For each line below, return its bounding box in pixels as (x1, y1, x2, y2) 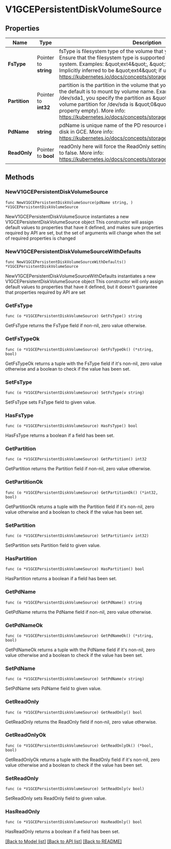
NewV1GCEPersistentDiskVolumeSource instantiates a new (5, 213, 129, 219)
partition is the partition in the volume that (59, 82, 159, 88)
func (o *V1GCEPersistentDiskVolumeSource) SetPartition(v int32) (5, 533, 149, 539)
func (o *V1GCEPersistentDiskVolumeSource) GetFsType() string (5, 313, 142, 319)
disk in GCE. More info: (59, 128, 114, 135)
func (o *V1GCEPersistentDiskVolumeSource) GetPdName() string (5, 600, 142, 605)
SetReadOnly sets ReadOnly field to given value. (5, 795, 107, 801)
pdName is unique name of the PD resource (59, 122, 164, 129)
